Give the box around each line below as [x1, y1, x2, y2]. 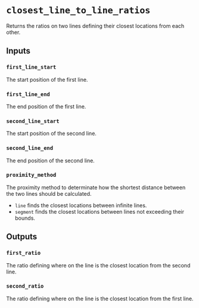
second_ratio [6, 283, 44, 289]
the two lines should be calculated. [6, 190, 92, 197]
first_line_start [6, 64, 57, 70]
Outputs [6, 232, 38, 242]
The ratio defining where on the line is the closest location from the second [6, 261, 191, 269]
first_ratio [6, 250, 41, 257]
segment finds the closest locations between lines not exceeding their [14, 208, 185, 215]
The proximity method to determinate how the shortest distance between [6, 184, 186, 191]
